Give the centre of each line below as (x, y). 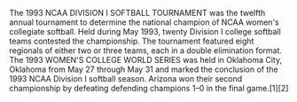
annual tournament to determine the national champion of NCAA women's (144, 22)
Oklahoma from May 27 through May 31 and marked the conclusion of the (144, 69)
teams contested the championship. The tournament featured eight (132, 41)
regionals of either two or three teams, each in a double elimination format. (145, 51)
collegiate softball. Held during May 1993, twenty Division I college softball (145, 31)
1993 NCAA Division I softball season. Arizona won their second (126, 78)
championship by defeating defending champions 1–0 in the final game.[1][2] (149, 88)
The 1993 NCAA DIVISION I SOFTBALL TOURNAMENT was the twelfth (137, 13)
